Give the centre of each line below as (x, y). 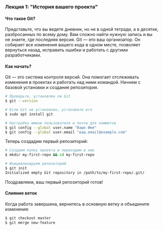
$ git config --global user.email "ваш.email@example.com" (66, 132)
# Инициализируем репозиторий (36, 164)
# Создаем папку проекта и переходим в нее (50, 150)
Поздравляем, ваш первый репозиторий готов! (54, 182)
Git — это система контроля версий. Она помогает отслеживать (72, 77)
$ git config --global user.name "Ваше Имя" (51, 128)
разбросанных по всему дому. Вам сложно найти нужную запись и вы (79, 35)
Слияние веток (21, 193)
